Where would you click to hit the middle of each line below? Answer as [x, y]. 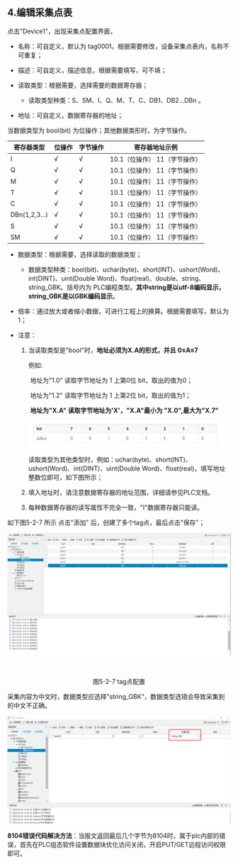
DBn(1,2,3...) [29, 215]
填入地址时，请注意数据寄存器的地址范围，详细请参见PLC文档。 [121, 492]
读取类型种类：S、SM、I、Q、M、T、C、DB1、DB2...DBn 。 [116, 100]
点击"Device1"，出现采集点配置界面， [62, 31]
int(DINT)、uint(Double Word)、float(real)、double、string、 [117, 278]
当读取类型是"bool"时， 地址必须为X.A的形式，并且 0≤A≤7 [113, 350]
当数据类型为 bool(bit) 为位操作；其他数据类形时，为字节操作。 [99, 130]
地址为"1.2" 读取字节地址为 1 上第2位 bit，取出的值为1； [111, 395]
